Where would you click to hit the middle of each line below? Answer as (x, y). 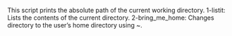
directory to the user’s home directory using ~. (75, 25)
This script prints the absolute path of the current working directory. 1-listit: (116, 10)
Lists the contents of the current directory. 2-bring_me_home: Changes (111, 18)
